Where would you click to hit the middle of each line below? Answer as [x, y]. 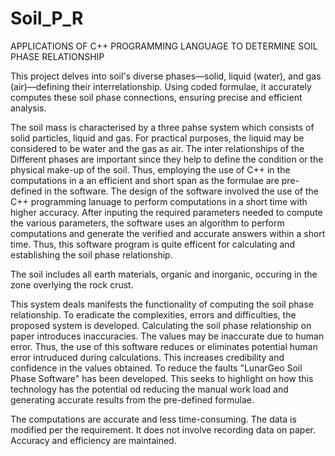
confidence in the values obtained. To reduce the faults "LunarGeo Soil [156, 368]
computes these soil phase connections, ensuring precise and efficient [156, 97]
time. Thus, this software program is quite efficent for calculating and [153, 244]
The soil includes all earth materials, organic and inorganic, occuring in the [164, 274]
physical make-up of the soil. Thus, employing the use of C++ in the [150, 169]
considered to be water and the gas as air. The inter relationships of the [157, 148]
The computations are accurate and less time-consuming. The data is [153, 419]
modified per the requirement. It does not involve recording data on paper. [163, 429]
